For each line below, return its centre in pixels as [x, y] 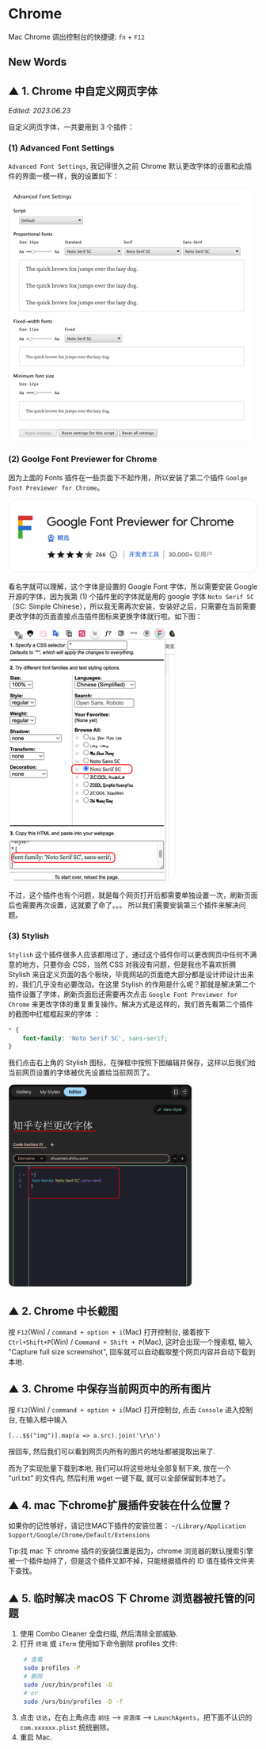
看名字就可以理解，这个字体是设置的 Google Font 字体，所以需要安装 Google [133, 586]
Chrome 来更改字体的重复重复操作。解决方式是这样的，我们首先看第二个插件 [131, 1004]
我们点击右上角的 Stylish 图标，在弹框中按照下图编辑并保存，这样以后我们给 [132, 1063]
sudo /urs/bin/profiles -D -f [73, 1701]
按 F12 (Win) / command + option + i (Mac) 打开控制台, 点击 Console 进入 [123, 1409]
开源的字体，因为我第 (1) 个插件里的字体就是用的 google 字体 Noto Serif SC [131, 597]
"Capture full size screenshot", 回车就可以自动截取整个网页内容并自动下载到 [132, 1351]
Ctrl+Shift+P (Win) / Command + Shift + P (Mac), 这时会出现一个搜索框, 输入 [131, 1342]
